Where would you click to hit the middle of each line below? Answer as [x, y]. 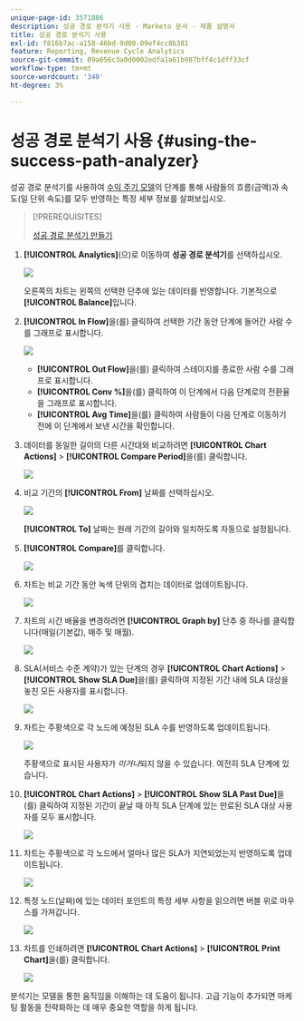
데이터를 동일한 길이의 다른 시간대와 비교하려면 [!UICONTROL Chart [145, 444]
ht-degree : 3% [37, 85]
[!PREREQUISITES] [67, 216]
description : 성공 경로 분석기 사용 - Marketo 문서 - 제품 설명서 [123, 26]
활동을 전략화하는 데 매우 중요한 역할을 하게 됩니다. [109, 1006]
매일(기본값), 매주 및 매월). [88, 632]
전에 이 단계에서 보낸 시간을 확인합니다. [106, 425]
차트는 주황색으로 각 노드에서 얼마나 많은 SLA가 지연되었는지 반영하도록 [149, 852]
